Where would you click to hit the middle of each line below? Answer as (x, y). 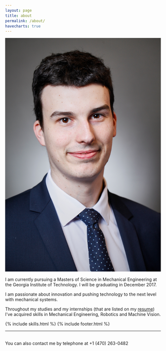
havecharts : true (23, 26)
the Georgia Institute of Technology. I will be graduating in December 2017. (81, 284)
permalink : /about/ (25, 21)
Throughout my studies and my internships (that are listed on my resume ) (80, 309)
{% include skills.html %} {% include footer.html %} (58, 324)
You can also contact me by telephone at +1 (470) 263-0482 (67, 343)
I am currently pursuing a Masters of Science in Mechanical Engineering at (81, 279)
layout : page (19, 10)
